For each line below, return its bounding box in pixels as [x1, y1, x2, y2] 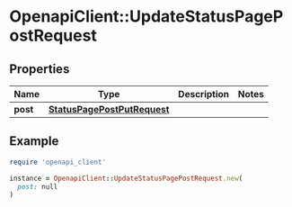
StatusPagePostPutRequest [48, 103, 170, 115]
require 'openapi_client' [9, 157, 106, 166]
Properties [9, 61, 70, 76]
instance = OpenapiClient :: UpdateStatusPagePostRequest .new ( [9, 174, 243, 183]
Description [178, 88, 230, 100]
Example [9, 133, 59, 149]
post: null [17, 182, 58, 191]
